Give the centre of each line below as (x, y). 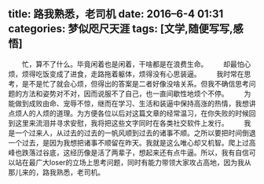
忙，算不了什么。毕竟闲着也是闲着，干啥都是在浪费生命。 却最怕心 (136, 64)
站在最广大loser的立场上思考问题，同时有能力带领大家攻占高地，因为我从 (133, 162)
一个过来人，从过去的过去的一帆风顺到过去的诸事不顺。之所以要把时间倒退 (135, 133)
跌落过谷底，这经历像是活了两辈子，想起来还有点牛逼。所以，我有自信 (135, 153)
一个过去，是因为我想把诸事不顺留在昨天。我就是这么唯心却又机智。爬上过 (128, 142)
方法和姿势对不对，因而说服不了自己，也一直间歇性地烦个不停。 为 (136, 94)
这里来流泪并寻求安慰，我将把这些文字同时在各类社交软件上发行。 (121, 123)
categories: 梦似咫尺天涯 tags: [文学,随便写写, (121, 29)
